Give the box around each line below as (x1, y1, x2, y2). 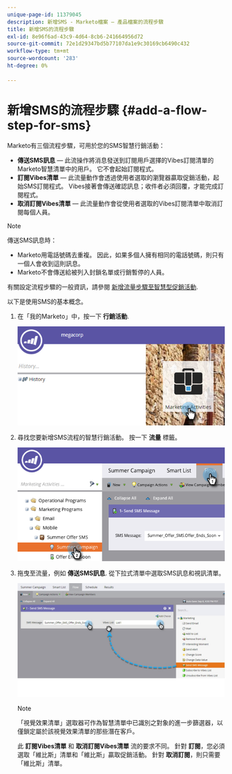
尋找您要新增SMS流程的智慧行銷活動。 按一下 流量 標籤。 (17, 433, 182, 441)
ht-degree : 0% (7, 62, 48, 69)
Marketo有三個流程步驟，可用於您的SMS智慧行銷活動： (7, 141, 165, 149)
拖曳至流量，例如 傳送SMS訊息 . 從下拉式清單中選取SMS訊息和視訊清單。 (17, 569, 225, 577)
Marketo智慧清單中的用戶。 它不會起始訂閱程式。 (17, 165, 158, 173)
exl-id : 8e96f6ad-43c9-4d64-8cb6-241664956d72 (7, 33, 144, 40)
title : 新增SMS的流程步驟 (7, 26, 75, 33)
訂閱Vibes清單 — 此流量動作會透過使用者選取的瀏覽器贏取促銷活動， (17, 173, 213, 181)
